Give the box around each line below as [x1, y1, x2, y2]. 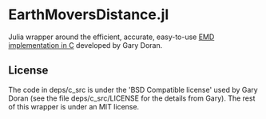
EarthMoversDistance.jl [8, 6, 169, 24]
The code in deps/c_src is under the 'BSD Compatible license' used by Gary [8, 85, 258, 94]
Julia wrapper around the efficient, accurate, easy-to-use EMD [8, 32, 215, 42]
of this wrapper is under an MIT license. [8, 101, 140, 111]
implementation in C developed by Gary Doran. [8, 40, 163, 50]
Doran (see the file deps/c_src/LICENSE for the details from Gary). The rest [8, 93, 256, 103]
